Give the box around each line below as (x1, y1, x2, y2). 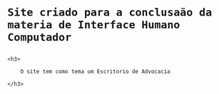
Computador (7, 31, 72, 44)
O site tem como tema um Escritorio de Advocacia (20, 68, 171, 75)
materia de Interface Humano (7, 19, 180, 32)
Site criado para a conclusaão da (7, 6, 213, 19)
